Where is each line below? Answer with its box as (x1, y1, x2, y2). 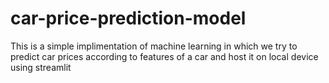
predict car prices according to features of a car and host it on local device (10, 50, 319, 62)
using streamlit (10, 61, 72, 73)
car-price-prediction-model (10, 7, 247, 30)
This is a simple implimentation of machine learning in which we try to (10, 40, 298, 52)
